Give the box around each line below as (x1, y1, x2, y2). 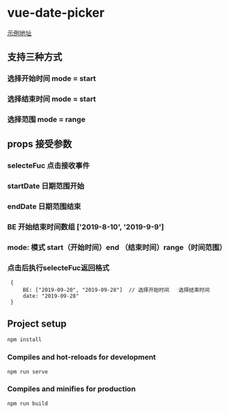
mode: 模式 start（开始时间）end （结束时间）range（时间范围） (7, 242, 227, 252)
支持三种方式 (7, 51, 63, 63)
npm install (7, 336, 42, 343)
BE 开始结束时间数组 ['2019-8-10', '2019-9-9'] (7, 222, 164, 232)
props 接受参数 (7, 138, 72, 150)
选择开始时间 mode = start (7, 74, 96, 84)
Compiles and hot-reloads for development (7, 352, 157, 362)
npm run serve (7, 368, 49, 375)
